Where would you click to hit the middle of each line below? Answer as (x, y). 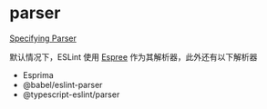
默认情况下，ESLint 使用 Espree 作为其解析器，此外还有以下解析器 (133, 56)
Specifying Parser (43, 38)
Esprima (38, 74)
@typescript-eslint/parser (71, 94)
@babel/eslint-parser (62, 84)
